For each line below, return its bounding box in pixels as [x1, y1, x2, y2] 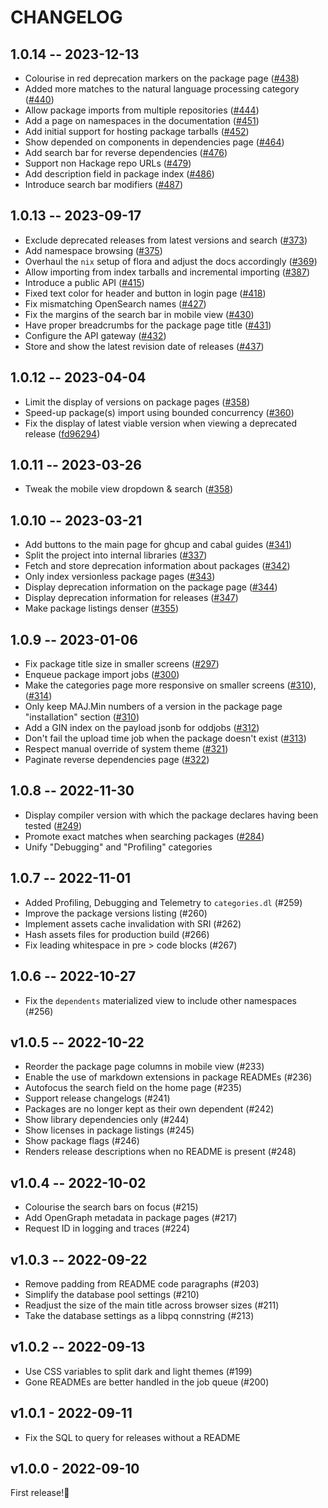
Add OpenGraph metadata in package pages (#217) [24, 1212, 238, 1224]
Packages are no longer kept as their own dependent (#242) [24, 1103, 275, 1115]
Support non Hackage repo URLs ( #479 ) [24, 157, 192, 169]
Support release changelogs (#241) [24, 1092, 171, 1105]
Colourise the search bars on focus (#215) [24, 1201, 199, 1213]
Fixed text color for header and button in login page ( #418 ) [24, 287, 267, 299]
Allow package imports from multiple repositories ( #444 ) [24, 104, 260, 116]
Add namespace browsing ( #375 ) [24, 244, 163, 256]
